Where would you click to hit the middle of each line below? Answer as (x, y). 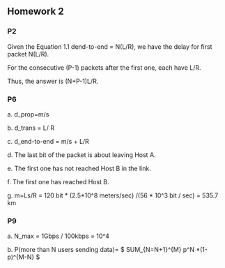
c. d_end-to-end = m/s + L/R (48, 141)
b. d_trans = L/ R (31, 128)
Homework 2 (36, 12)
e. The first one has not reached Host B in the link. (79, 168)
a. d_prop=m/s (28, 114)
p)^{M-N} (21, 257)
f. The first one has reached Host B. (58, 181)
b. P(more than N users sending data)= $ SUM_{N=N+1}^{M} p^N (101, 250)
